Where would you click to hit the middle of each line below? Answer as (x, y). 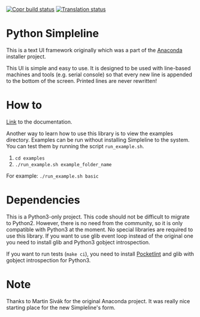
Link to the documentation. (40, 122)
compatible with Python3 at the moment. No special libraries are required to (100, 229)
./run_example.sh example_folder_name (63, 165)
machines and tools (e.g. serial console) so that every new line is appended (99, 74)
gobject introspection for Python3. (49, 260)
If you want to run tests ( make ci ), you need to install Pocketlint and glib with (100, 254)
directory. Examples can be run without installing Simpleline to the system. (98, 140)
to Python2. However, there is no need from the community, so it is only (95, 223)
